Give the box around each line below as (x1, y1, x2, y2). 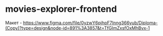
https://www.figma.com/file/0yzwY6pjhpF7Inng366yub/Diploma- (23, 20, 158, 26)
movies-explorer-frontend (5, 3, 117, 15)
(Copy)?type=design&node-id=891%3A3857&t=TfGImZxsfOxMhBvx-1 (5, 25, 150, 31)
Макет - (5, 20, 22, 26)
